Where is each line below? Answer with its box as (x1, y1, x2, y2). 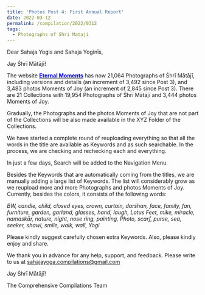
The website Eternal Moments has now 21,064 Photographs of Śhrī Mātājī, (7, 72, 195, 79)
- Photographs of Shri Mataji (12, 32, 89, 38)
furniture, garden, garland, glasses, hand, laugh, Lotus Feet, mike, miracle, (7, 208, 195, 216)
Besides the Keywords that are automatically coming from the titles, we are (7, 171, 195, 179)
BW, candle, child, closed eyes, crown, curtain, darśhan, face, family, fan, (7, 202, 192, 210)
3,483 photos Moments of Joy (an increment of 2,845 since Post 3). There (7, 85, 194, 92)
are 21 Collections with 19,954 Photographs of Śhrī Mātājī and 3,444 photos (7, 91, 197, 99)
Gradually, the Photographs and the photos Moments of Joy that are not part (7, 110, 199, 117)
